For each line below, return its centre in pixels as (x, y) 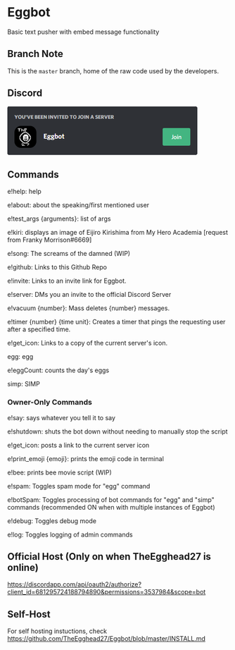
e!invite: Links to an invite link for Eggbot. (67, 281)
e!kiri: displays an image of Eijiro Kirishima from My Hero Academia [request (118, 233)
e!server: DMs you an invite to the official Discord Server (89, 295)
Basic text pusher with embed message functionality (83, 32)
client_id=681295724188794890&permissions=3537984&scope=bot (107, 592)
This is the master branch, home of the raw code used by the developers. (113, 70)
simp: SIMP (24, 384)
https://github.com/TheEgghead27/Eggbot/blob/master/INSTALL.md (107, 639)
